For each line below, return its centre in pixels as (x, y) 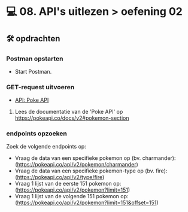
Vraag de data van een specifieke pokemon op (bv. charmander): (95, 158)
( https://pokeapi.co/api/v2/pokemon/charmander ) (77, 165)
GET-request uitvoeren (40, 87)
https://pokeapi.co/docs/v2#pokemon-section (72, 118)
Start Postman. (33, 71)
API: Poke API (32, 100)
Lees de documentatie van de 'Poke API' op (69, 112)
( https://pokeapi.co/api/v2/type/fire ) (60, 177)
